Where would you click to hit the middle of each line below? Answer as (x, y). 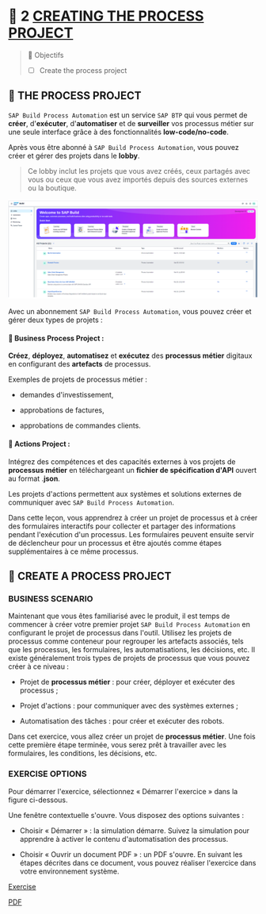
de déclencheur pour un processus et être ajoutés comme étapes (115, 543)
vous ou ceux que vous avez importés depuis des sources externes (138, 179)
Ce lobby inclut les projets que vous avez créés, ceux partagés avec (139, 171)
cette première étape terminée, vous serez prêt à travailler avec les (118, 745)
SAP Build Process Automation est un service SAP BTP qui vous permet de (128, 115)
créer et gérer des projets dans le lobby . (74, 156)
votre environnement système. (70, 871)
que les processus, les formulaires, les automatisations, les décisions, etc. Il (132, 650)
